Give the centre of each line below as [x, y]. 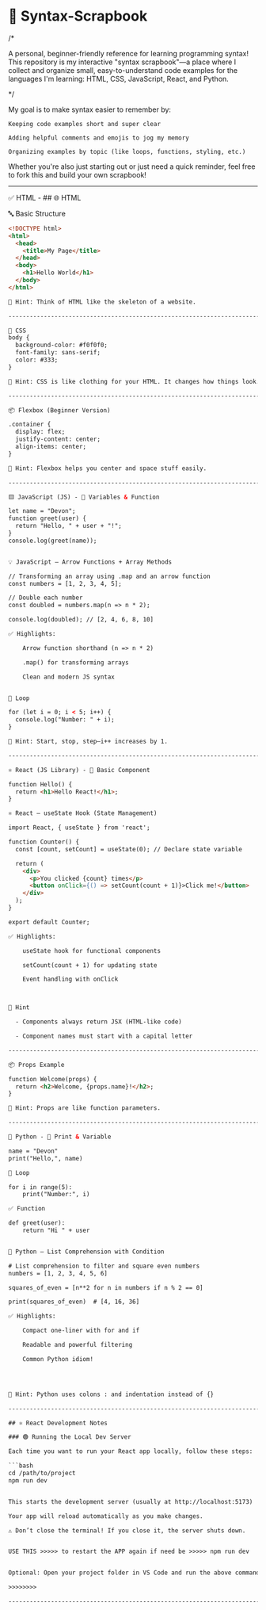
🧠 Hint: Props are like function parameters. [84, 1108]
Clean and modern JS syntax [68, 677]
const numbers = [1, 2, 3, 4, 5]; [65, 583]
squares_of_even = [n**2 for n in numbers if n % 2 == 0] [106, 1287]
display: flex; [40, 432]
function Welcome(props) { [53, 1079]
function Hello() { [40, 784]
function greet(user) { [47, 518]
